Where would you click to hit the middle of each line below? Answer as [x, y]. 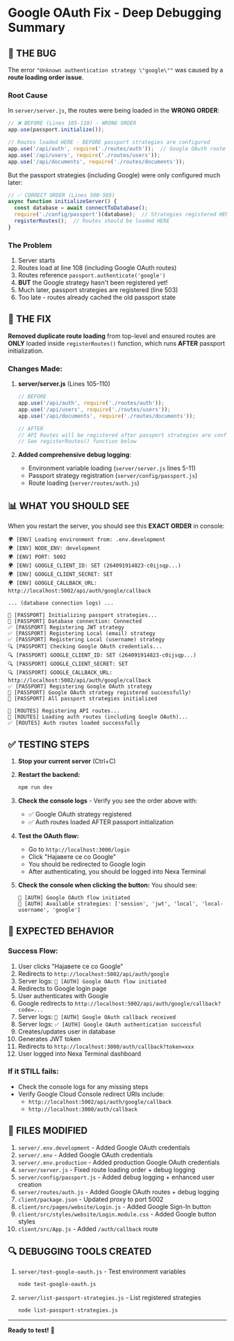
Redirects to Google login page [62, 988]
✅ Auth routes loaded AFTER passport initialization [101, 821]
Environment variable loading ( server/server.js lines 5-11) [112, 468]
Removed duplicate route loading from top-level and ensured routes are [112, 336]
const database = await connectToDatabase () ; [81, 208]
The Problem [30, 245]
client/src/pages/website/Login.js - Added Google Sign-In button [114, 1206]
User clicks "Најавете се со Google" [70, 966]
